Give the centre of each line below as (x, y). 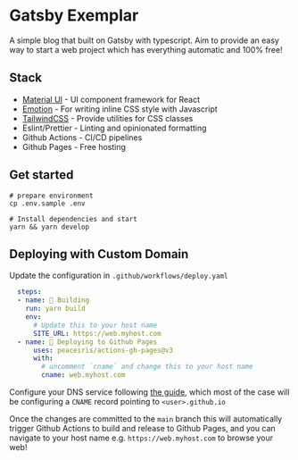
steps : (29, 292)
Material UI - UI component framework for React (111, 99)
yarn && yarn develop (50, 227)
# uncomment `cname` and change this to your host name (147, 367)
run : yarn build (56, 309)
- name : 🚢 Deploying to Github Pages (87, 342)
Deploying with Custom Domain (99, 254)
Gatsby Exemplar (74, 16)
